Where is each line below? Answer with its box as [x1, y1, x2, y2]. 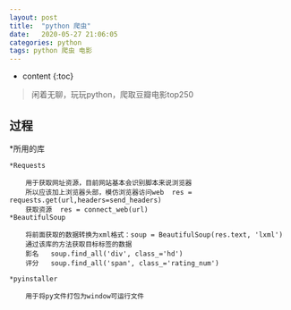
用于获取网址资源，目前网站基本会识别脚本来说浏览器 [25, 178, 193, 188]
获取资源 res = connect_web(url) [25, 205, 150, 214]
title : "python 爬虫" [9, 21, 91, 30]
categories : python [9, 38, 82, 47]
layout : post [9, 13, 58, 22]
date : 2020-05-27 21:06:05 [9, 29, 118, 38]
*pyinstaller [9, 274, 58, 283]
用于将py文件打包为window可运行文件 [25, 291, 145, 300]
